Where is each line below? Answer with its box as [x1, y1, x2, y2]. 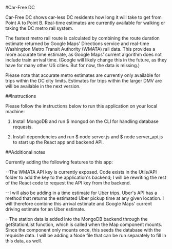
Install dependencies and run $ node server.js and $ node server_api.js [12, 134, 163, 140]
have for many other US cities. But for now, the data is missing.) [5, 63, 140, 68]
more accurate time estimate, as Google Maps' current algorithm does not [5, 51, 162, 57]
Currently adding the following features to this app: [5, 159, 113, 165]
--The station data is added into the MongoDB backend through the [5, 216, 148, 222]
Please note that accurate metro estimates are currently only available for [5, 72, 161, 78]
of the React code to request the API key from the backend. [5, 180, 131, 186]
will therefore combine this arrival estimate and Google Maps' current [5, 201, 152, 206]
